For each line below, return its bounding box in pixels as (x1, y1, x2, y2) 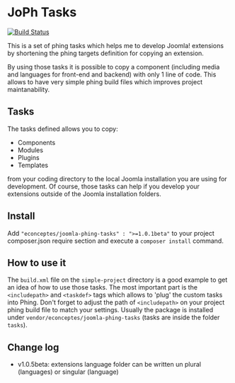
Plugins (17, 153, 40, 161)
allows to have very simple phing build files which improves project (7, 77, 203, 86)
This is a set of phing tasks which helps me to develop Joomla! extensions (7, 41, 224, 50)
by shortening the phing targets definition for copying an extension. (7, 49, 204, 57)
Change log (7, 341, 59, 353)
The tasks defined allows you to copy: (7, 125, 118, 133)
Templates (17, 161, 48, 169)
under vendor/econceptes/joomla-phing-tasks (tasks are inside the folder (7, 313, 220, 322)
